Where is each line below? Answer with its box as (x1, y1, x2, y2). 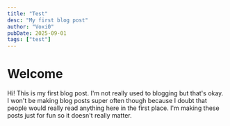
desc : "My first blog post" (7, 17, 89, 24)
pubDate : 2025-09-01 (7, 29, 67, 37)
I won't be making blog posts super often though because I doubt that (7, 97, 207, 105)
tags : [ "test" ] (7, 36, 51, 43)
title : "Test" (7, 10, 49, 17)
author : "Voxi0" (7, 23, 54, 30)
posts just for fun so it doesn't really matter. (7, 111, 132, 120)
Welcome (7, 66, 63, 82)
